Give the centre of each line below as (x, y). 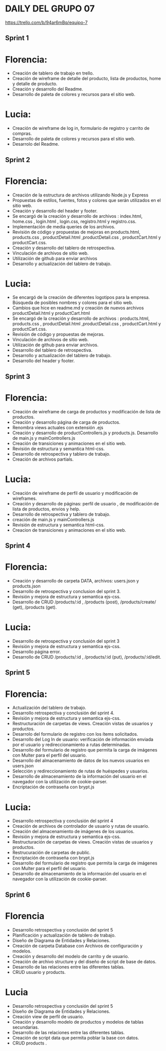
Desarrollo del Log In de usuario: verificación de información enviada (83, 740)
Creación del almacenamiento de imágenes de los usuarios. (73, 832)
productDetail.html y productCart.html (51, 313)
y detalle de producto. (35, 84)
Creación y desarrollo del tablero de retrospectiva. (64, 248)
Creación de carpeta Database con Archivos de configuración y (77, 946)
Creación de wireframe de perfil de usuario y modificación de (75, 493)
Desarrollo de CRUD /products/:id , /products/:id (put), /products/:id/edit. (87, 657)
